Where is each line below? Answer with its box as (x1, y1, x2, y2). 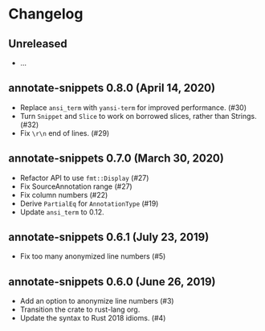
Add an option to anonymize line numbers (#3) (19, 296, 174, 306)
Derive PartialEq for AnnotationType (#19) (19, 198, 159, 208)
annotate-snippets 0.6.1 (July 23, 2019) (8, 231, 210, 244)
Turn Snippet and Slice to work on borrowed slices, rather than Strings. (19, 111, 257, 121)
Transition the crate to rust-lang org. (19, 304, 141, 314)
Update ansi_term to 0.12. (19, 206, 104, 217)
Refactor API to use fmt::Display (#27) (19, 173, 149, 182)
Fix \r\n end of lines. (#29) (19, 128, 110, 137)
